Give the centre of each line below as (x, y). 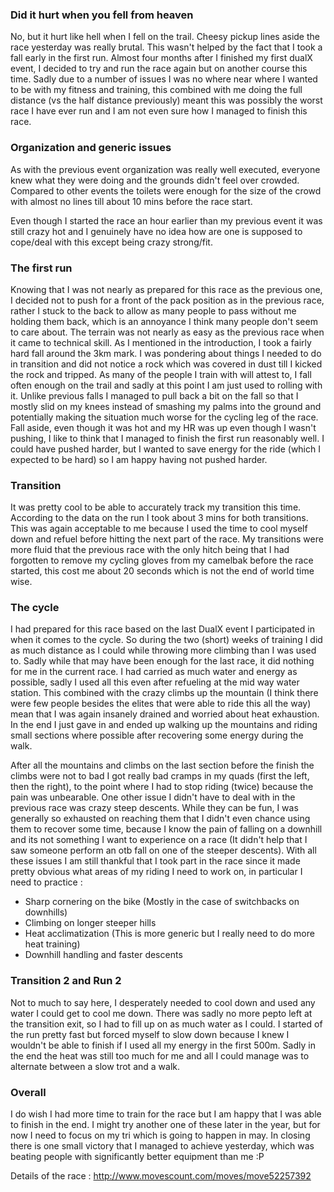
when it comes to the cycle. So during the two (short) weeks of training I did (166, 640)
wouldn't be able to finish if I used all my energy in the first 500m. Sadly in (163, 1045)
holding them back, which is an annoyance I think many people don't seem (164, 321)
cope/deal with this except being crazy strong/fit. (111, 242)
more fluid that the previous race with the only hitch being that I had (150, 550)
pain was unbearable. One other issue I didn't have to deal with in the (153, 797)
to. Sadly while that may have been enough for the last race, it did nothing (162, 661)
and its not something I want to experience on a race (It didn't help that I (159, 840)
